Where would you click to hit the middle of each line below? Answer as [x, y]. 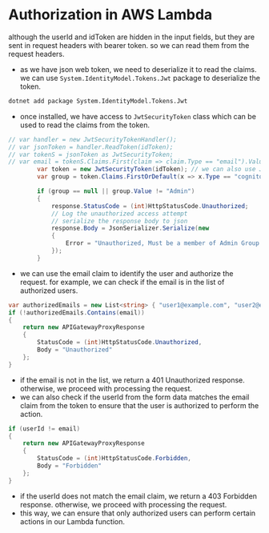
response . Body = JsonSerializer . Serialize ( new [130, 228]
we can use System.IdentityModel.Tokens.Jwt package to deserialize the [140, 78]
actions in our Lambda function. [72, 521]
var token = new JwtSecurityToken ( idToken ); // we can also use [147, 170]
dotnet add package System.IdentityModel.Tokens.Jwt [98, 101]
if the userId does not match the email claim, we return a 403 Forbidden [139, 496]
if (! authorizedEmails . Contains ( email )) [77, 313]
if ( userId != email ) [44, 429]
